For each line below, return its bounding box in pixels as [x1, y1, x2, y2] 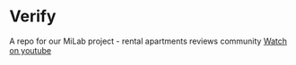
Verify [9, 6, 57, 27]
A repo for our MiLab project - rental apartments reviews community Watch [9, 36, 288, 46]
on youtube [9, 45, 52, 55]
